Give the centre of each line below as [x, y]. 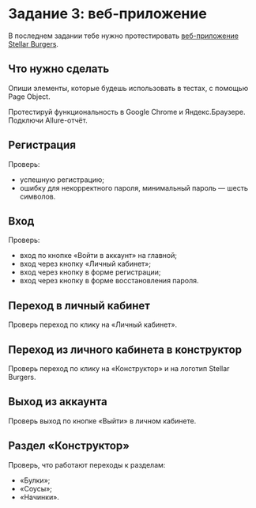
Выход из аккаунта [58, 402]
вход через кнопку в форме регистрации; [90, 272]
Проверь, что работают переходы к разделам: [87, 464]
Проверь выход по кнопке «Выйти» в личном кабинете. [102, 421]
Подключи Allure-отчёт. [48, 120]
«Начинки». [39, 497]
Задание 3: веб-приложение [107, 14]
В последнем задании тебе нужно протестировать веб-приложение [124, 36]
